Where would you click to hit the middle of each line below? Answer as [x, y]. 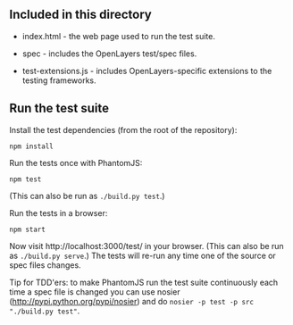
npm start [28, 229]
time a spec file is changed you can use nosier [95, 292]
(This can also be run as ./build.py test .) [87, 196]
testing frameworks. [59, 80]
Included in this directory [80, 15]
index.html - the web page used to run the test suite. [119, 36]
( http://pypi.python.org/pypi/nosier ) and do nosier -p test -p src [132, 301]
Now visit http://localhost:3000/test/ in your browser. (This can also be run [146, 246]
